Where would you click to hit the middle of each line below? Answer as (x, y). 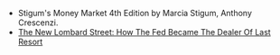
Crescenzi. (38, 23)
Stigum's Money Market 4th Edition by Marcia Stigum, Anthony (135, 13)
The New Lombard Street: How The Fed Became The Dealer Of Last (144, 32)
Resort (30, 41)
